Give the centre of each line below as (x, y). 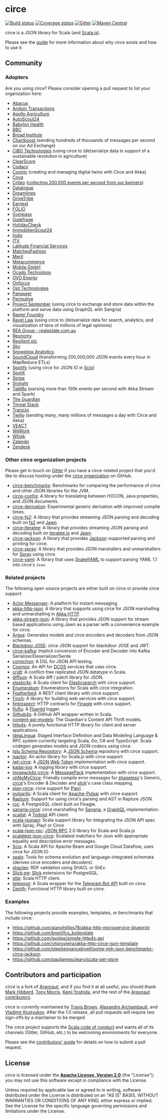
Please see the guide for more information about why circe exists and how (81, 42)
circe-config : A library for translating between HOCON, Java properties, (86, 496)
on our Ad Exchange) (34, 145)
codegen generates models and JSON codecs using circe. (72, 746)
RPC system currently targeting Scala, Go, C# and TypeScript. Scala (82, 741)
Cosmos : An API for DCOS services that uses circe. (65, 667)
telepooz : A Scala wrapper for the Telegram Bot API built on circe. (80, 884)
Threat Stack (26, 405)
